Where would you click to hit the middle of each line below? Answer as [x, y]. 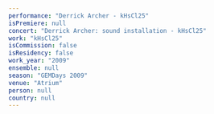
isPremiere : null [37, 23]
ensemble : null [34, 68]
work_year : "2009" [39, 61]
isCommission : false [43, 46]
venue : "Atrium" [35, 83]
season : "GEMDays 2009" [48, 75]
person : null [30, 90]
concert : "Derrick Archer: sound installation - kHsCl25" [107, 31]
